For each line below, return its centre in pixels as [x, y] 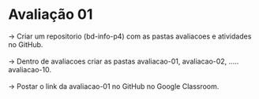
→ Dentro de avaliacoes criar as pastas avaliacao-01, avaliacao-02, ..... [124, 61]
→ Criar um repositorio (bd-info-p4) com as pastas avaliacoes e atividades [130, 36]
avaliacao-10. [30, 69]
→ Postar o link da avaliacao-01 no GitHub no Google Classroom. [114, 86]
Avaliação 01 [51, 15]
